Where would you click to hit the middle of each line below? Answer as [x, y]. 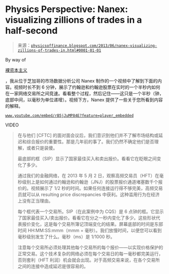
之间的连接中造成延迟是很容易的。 [53, 266]
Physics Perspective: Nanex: [67, 9]
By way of [16, 59]
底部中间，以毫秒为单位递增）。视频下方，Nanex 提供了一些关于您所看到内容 [84, 100]
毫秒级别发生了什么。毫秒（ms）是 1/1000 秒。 [66, 236]
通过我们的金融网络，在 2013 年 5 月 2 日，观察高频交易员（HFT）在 [88, 175]
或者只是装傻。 [42, 148]
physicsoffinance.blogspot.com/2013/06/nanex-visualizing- [94, 46]
